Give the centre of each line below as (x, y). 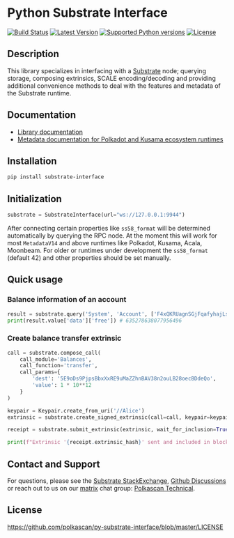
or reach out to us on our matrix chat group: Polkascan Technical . (101, 488)
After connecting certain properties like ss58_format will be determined (109, 228)
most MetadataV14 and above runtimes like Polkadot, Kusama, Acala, (105, 243)
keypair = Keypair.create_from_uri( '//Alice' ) (76, 410)
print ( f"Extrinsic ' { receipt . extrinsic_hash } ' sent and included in (109, 443)
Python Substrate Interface (88, 13)
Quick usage (35, 280)
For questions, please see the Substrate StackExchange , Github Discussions (117, 481)
